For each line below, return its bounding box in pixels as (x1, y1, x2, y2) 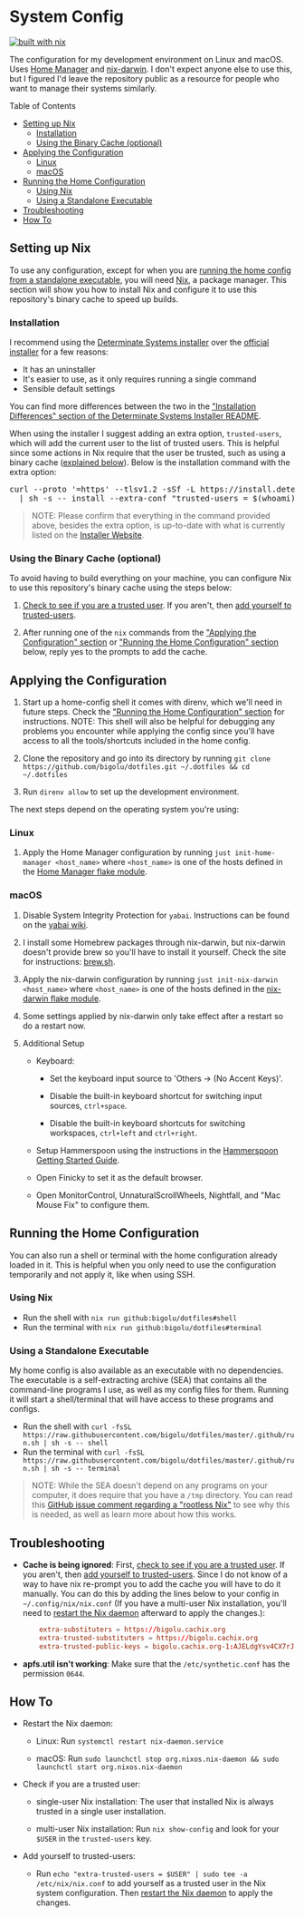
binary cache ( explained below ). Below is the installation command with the (9, 457, 291, 468)
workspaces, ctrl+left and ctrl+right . (49, 1127, 198, 1138)
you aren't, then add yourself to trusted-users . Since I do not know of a (22, 1569, 288, 1580)
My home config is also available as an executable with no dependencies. (9, 1365, 284, 1376)
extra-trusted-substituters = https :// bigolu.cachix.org (39, 1633, 259, 1642)
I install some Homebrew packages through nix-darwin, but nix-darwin (22, 937, 286, 948)
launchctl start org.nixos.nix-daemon (35, 1763, 183, 1772)
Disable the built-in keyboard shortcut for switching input (49, 1090, 262, 1101)
